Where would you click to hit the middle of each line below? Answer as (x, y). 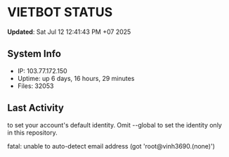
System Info (34, 54)
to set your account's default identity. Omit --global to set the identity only (115, 125)
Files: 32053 (35, 86)
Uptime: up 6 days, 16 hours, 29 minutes (76, 78)
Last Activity (36, 108)
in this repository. (32, 132)
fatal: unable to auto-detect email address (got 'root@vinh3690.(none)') (111, 146)
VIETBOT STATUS (60, 12)
